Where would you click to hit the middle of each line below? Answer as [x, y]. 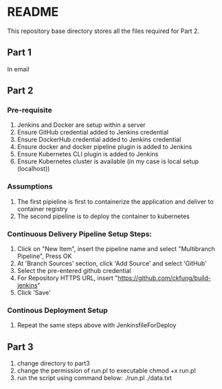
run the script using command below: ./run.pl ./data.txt [94, 378]
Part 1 [20, 52]
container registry [42, 209]
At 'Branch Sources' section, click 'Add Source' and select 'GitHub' [112, 263]
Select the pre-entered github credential [74, 271]
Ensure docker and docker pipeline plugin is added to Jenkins [104, 147]
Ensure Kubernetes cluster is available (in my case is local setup [108, 161]
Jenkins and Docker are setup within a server [81, 125]
